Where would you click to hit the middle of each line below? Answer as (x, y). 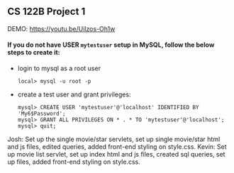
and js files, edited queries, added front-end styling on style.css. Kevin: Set (117, 147)
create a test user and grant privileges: (74, 94)
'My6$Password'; (41, 114)
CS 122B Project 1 (46, 12)
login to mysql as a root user (59, 68)
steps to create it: (34, 52)
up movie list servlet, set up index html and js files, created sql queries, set (116, 155)
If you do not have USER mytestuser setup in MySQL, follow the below (111, 45)
